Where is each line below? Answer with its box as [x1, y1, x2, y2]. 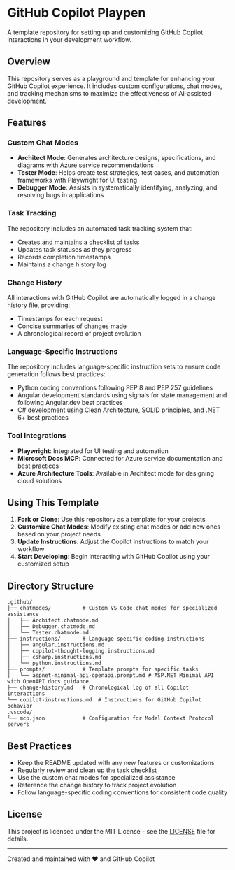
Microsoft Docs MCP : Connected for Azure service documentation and [17, 454, 223, 462]
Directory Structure [7, 580, 94, 592]
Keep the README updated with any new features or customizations [17, 759, 215, 767]
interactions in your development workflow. [7, 35, 132, 43]
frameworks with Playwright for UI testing [17, 176, 138, 185]
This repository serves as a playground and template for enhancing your [7, 74, 215, 83]
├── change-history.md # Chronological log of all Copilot [7, 684, 190, 692]
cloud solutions [17, 476, 62, 485]
